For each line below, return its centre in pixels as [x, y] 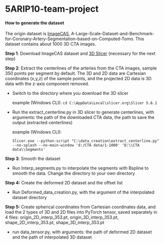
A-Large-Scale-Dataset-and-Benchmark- [113, 34]
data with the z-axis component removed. [47, 84]
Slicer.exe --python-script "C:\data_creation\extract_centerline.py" [86, 141]
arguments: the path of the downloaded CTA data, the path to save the [83, 117]
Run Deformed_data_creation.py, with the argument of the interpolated [83, 192]
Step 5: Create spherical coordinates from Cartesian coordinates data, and [80, 207]
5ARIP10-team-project [52, 9]
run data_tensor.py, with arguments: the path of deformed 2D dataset [82, 232]
